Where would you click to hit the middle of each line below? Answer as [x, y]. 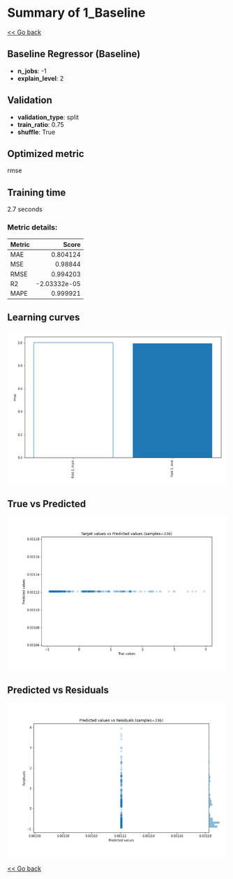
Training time [37, 192]
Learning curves [44, 318]
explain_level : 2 [40, 78]
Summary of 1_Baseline [76, 13]
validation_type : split [48, 117]
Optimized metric [46, 154]
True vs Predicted [46, 504]
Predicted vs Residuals [58, 690]
